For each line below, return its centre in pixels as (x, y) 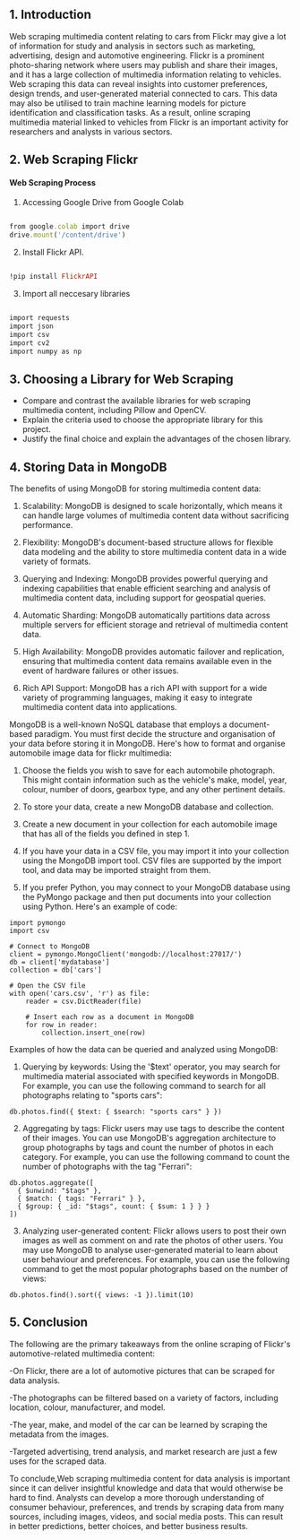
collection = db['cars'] (56, 970)
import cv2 (30, 343)
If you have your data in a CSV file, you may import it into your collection (155, 852)
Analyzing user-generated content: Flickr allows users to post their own (154, 1231)
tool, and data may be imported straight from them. (116, 870)
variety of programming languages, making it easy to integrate (137, 697)
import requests (39, 318)
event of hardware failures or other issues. (100, 671)
